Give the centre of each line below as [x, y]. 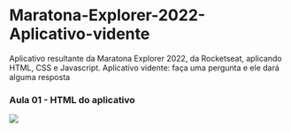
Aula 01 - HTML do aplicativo [72, 99]
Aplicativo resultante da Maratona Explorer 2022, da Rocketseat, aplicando [145, 58]
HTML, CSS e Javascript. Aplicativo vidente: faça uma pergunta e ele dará [145, 68]
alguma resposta [40, 77]
